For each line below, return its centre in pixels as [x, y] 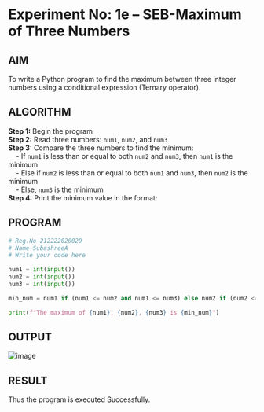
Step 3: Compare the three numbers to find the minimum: [101, 148]
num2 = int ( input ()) [42, 277]
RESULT [28, 380]
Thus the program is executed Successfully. [79, 399]
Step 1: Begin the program [50, 131]
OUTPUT [30, 337]
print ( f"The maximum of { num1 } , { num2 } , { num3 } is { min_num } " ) [114, 312]
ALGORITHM [40, 112]
